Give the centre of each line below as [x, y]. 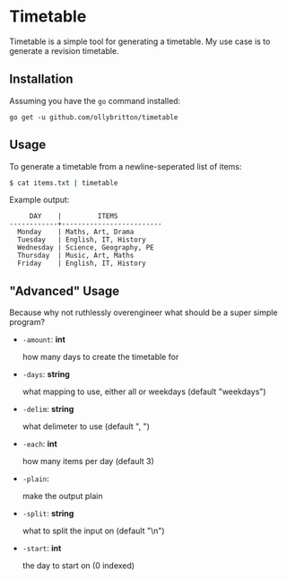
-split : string [48, 514]
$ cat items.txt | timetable [64, 183]
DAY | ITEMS [74, 216]
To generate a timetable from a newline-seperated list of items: [126, 166]
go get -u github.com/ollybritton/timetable [94, 117]
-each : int [40, 444]
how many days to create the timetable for [100, 357]
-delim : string [48, 409]
